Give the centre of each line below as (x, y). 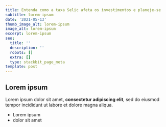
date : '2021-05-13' (26, 19)
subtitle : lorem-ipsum (29, 15)
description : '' (27, 48)
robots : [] (21, 52)
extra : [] (20, 57)
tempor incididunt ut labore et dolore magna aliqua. (59, 105)
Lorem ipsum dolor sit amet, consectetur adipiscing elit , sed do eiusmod (82, 99)
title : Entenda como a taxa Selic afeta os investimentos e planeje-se (83, 10)
